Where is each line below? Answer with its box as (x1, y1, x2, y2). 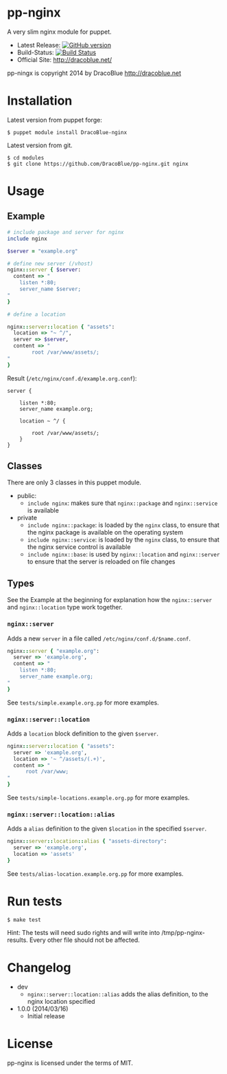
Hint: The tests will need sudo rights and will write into (7, 928, 160, 936)
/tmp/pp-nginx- (160, 928, 206, 936)
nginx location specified (27, 997, 95, 1005)
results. (7, 936, 29, 944)
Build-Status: (16, 48, 54, 56)
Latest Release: (16, 41, 61, 49)
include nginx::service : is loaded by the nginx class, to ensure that (27, 535, 219, 544)
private (16, 514, 38, 522)
